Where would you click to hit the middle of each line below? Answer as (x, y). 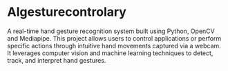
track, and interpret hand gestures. (57, 60)
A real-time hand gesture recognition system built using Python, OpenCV (111, 31)
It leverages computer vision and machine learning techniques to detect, (110, 53)
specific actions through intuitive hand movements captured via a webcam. (114, 45)
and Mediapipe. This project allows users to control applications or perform (114, 38)
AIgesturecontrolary (67, 12)
